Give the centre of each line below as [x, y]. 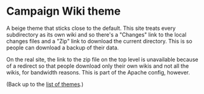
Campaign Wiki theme [63, 11]
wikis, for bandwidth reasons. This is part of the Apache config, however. [98, 72]
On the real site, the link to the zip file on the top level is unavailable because [102, 59]
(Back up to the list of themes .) [45, 84]
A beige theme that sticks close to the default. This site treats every [91, 28]
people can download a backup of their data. [63, 48]
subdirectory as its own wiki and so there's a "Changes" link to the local [97, 34]
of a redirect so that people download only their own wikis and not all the [98, 66]
